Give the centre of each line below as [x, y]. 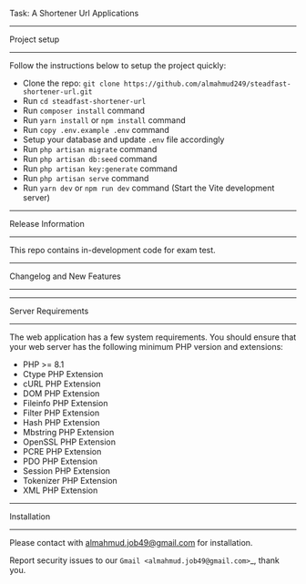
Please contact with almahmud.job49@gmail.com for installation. [131, 543]
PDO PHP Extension [60, 461]
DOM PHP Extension [61, 394]
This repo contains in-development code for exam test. [112, 250]
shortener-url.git [57, 92]
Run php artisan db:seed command [90, 159]
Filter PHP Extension [61, 413]
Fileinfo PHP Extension [65, 403]
